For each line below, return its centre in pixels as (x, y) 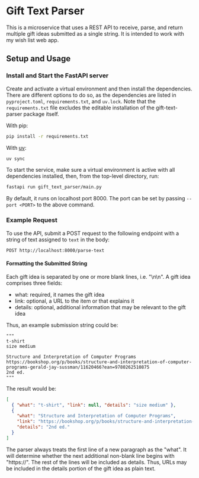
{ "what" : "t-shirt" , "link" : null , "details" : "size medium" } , (94, 405)
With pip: (17, 125)
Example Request (32, 220)
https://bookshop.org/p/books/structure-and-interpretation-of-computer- (99, 362)
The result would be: (31, 388)
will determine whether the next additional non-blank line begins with (90, 455)
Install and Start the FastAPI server (57, 76)
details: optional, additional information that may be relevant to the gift (100, 307)
